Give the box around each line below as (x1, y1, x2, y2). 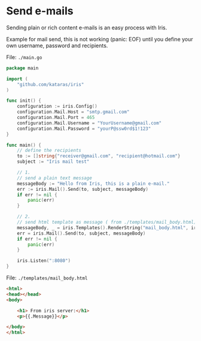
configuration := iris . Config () (17, 103, 98, 109)
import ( (6, 76, 28, 82)
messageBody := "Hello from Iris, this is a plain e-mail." (17, 181, 170, 187)
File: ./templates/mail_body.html (6, 274, 88, 282)
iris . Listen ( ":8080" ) (17, 258, 71, 264)
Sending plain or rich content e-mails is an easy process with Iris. (6, 24, 167, 31)
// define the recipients (17, 148, 82, 154)
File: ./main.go (6, 53, 42, 60)
